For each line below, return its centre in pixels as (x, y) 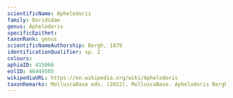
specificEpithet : (32, 33)
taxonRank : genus (32, 39)
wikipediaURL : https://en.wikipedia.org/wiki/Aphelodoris (93, 78)
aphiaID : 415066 (31, 65)
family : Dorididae (34, 20)
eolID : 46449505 (31, 71)
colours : (20, 59)
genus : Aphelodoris (35, 26)
